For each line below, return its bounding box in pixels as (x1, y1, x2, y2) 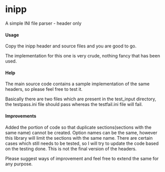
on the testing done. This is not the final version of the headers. (5, 145, 137, 152)
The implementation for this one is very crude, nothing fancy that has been (5, 53, 160, 59)
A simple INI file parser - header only (5, 20, 82, 26)
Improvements (5, 112, 37, 119)
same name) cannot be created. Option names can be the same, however (5, 130, 157, 136)
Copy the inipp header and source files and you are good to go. (5, 43, 137, 49)
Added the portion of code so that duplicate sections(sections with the (5, 124, 152, 130)
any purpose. (5, 160, 33, 167)
